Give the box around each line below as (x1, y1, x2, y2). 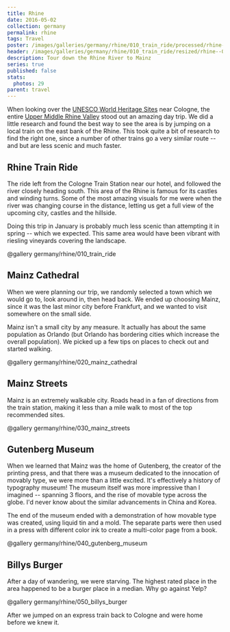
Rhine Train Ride (7, 162, 79, 173)
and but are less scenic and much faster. (7, 142, 122, 150)
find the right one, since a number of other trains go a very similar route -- (7, 134, 216, 142)
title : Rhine (7, 10, 44, 17)
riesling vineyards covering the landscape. (7, 236, 127, 244)
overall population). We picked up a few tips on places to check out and (7, 337, 209, 346)
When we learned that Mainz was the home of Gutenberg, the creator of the (7, 462, 221, 470)
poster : (7, 42, 29, 49)
